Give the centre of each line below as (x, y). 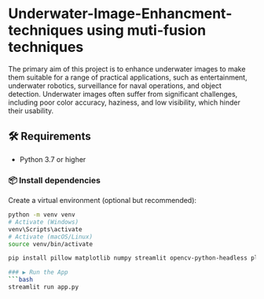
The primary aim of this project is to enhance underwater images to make (127, 68)
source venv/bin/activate (50, 244)
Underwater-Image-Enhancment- (120, 14)
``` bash (21, 280)
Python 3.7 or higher (53, 159)
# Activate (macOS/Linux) (50, 237)
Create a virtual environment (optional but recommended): (103, 201)
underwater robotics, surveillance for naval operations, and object (115, 85)
